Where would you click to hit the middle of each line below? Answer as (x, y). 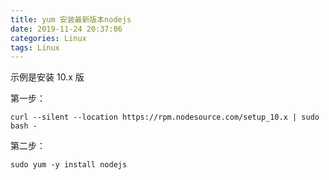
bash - (24, 126)
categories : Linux (48, 38)
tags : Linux (35, 47)
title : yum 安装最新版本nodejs (71, 19)
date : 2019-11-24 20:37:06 (66, 29)
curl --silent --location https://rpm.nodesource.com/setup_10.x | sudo (165, 117)
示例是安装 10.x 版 (47, 77)
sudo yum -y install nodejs (69, 165)
